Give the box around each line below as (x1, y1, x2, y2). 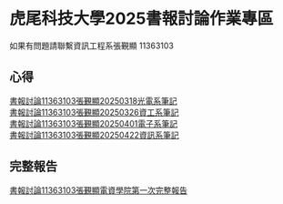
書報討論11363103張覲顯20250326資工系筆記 (9, 107, 179, 117)
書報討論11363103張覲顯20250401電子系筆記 (9, 117, 178, 128)
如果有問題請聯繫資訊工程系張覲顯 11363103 (9, 40, 175, 51)
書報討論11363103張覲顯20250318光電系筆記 (9, 95, 177, 106)
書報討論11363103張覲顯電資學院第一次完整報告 (9, 184, 188, 196)
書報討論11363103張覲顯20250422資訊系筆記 (9, 129, 179, 140)
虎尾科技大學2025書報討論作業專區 (9, 8, 274, 29)
